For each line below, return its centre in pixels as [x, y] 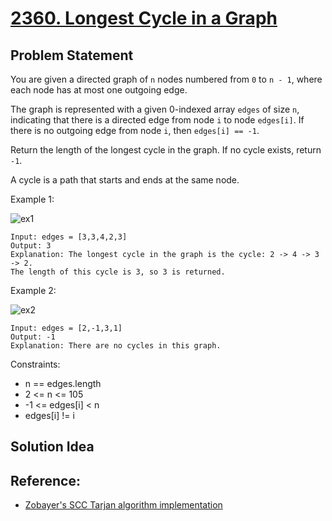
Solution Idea [52, 447]
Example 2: [33, 290]
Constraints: [35, 364]
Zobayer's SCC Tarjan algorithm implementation [123, 505]
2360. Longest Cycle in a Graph [144, 18]
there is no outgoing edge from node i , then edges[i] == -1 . [135, 130]
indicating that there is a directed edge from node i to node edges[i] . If [157, 120]
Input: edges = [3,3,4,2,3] [69, 237]
